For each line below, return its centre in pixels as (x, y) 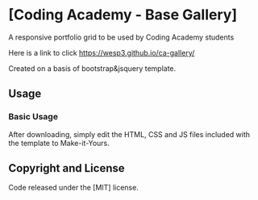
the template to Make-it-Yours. (59, 143)
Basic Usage (33, 117)
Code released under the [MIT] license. (73, 188)
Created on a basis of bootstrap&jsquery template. (92, 68)
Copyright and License (67, 168)
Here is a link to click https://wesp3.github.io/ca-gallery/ (102, 52)
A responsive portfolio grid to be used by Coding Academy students (121, 37)
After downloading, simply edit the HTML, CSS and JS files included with (129, 134)
